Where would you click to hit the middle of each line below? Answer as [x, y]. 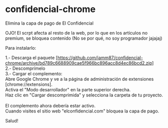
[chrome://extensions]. [29, 84]
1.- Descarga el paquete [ [31, 57]
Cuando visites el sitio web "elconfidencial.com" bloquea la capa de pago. [82, 111]
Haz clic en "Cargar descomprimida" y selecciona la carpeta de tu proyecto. [84, 95]
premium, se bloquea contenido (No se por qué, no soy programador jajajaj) [84, 38]
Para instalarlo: [21, 48]
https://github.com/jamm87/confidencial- [100, 57]
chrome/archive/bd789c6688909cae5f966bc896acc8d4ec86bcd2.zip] [79, 63]
